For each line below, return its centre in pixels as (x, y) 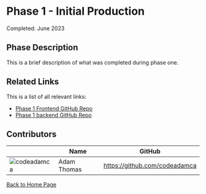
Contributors (32, 134)
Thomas (70, 169)
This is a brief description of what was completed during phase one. (93, 62)
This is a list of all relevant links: (47, 96)
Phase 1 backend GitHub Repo (53, 115)
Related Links (33, 82)
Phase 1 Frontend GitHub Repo (54, 108)
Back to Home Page (32, 185)
